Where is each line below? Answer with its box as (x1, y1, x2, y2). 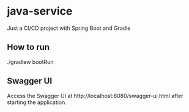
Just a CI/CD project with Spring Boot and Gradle (7, 24, 131, 32)
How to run (7, 42, 50, 52)
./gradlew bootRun (7, 58, 54, 65)
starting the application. (7, 99, 67, 106)
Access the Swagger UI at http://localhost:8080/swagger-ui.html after (7, 92, 183, 99)
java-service (7, 4, 73, 18)
